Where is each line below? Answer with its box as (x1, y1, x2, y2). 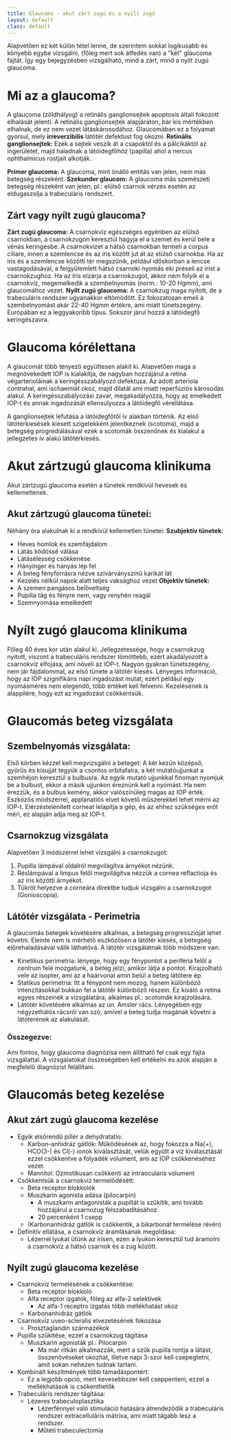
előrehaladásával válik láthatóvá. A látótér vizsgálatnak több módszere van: (7, 943, 220, 952)
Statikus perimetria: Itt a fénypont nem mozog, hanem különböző (16, 978, 201, 987)
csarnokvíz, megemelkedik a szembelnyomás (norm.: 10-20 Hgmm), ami (7, 279, 212, 288)
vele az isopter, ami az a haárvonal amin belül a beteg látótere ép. (16, 971, 203, 980)
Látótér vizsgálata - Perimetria (7, 910, 141, 922)
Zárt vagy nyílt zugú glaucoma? (7, 209, 146, 221)
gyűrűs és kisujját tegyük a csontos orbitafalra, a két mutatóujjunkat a (7, 766, 204, 774)
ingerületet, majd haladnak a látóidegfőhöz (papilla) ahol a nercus (7, 147, 192, 155)
